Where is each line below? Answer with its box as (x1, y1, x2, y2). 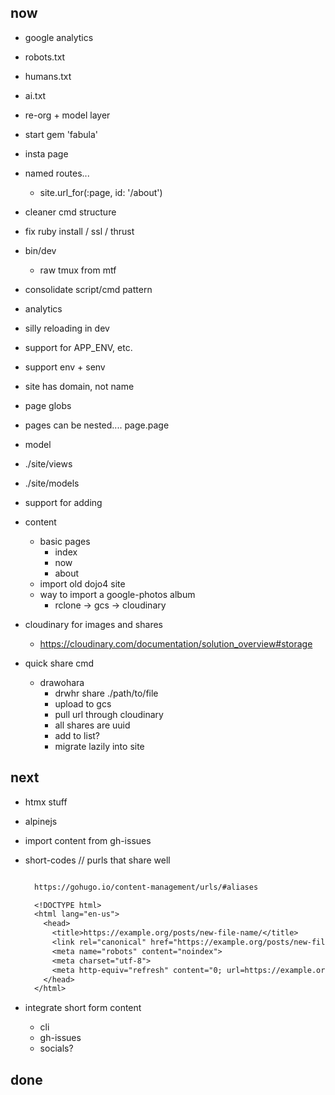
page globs (24, 399, 72, 411)
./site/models (24, 477, 80, 489)
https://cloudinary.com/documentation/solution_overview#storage (39, 637, 313, 650)
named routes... (24, 167, 90, 179)
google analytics (24, 31, 94, 43)
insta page (24, 147, 69, 160)
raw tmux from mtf (39, 264, 117, 276)
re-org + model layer (24, 109, 111, 121)
